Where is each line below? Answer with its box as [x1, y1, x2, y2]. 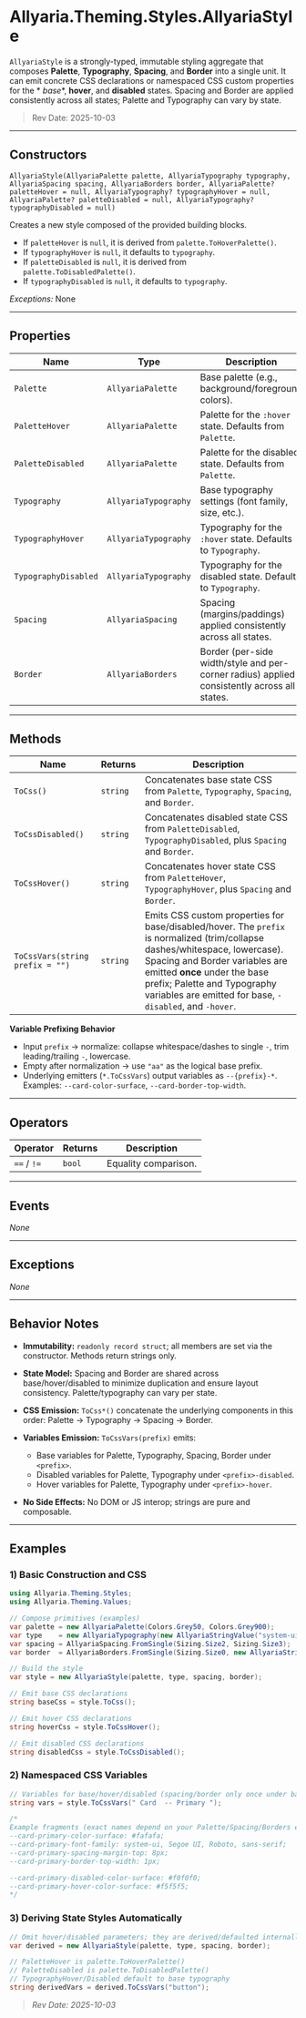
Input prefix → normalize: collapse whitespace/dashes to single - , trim [22, 1041, 290, 1052]
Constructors [9, 148, 87, 163]
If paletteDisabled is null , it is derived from [22, 256, 187, 267]
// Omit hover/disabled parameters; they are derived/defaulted [9, 1932, 259, 1941]
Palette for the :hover [199, 408, 291, 421]
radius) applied [230, 668, 296, 681]
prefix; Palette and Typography [144, 978, 278, 990]
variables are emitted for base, [144, 989, 276, 1001]
